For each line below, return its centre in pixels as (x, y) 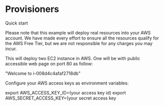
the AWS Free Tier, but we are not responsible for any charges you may (79, 43)
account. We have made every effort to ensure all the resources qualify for (82, 38)
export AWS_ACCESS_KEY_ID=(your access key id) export (66, 92)
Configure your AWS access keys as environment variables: (67, 83)
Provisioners (32, 9)
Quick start (17, 23)
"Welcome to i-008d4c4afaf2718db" (43, 73)
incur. (11, 48)
